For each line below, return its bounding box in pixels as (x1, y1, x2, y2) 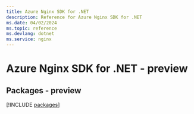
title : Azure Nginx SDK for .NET (6, 8, 89, 15)
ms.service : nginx (6, 36, 52, 42)
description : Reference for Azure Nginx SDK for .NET (6, 14, 143, 20)
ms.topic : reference (6, 25, 58, 31)
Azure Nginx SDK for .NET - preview (6, 62, 189, 75)
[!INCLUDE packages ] (6, 102, 60, 108)
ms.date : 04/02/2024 (6, 20, 58, 26)
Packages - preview (6, 85, 82, 96)
